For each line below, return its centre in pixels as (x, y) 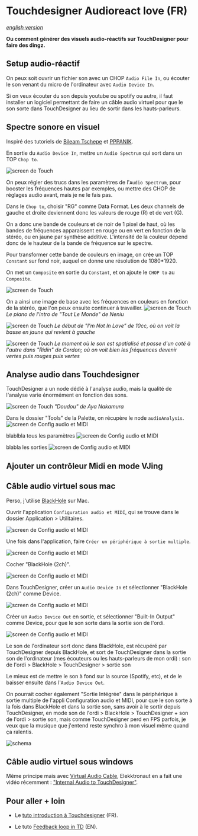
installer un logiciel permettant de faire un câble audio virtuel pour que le (95, 102)
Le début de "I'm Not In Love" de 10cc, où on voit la (117, 326)
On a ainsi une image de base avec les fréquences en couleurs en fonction (97, 301)
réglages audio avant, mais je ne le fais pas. (59, 194)
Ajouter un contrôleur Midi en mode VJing (85, 466)
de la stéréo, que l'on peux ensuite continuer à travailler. (74, 308)
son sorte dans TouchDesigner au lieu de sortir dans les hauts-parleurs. (94, 109)
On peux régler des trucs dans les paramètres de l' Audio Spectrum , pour (94, 182)
